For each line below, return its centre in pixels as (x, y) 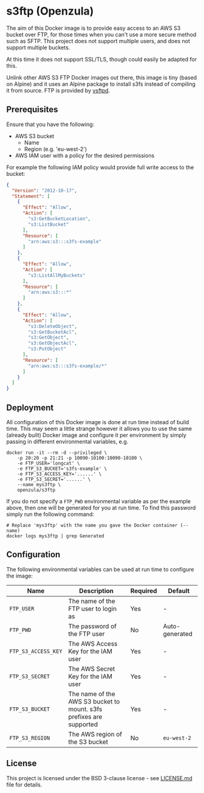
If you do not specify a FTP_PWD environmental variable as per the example (99, 501)
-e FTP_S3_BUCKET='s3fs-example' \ (62, 469)
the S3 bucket (88, 742)
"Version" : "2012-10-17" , (45, 190)
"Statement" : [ (31, 196)
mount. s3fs (85, 709)
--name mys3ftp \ (39, 484)
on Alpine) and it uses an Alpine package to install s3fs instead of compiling (101, 84)
